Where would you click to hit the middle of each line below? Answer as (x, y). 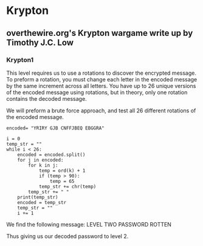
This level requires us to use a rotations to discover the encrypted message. (101, 73)
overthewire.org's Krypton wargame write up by (100, 33)
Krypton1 (20, 60)
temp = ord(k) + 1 (62, 171)
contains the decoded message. (46, 98)
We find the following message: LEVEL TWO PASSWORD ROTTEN (89, 224)
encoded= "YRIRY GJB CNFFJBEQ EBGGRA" (55, 128)
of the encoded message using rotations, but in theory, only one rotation (97, 92)
